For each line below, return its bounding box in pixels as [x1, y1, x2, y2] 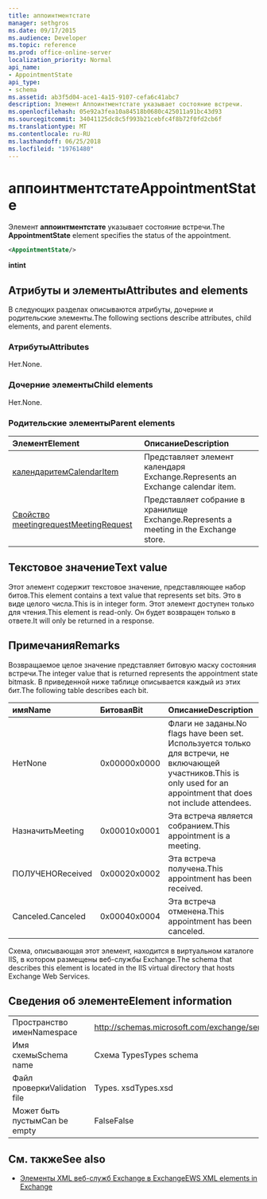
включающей [168, 757, 220, 769]
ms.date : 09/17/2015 [8, 26, 77, 34]
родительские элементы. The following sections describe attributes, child [8, 313, 252, 322]
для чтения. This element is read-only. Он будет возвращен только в [8, 607, 236, 617]
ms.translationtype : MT [8, 123, 87, 130]
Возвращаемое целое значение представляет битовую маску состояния [8, 660, 257, 669]
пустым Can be [12, 1115, 69, 1127]
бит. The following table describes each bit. [8, 685, 149, 695]
